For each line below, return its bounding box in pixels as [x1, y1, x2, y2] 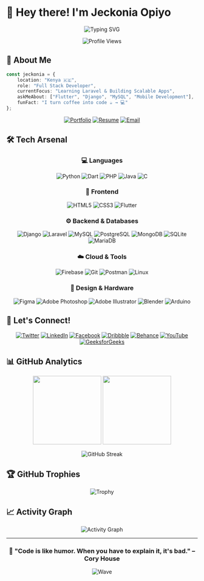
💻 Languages [81, 157, 123, 165]
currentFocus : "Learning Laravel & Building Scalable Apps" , [17, 88, 175, 94]
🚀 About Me [6, 55, 52, 66]
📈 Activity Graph [6, 507, 73, 517]
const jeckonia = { [6, 71, 56, 77]
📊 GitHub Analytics [6, 356, 83, 367]
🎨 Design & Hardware [70, 284, 134, 292]
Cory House [84, 554, 120, 563]
